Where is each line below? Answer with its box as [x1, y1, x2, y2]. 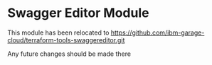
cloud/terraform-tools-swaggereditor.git [7, 35, 125, 44]
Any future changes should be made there [7, 49, 132, 58]
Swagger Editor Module [7, 5, 149, 21]
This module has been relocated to [7, 28, 110, 37]
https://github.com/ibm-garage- [110, 28, 205, 37]
